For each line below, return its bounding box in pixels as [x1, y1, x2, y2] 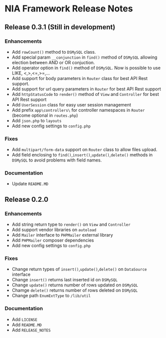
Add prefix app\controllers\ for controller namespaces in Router [11, 107, 145, 113]
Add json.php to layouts [11, 117, 62, 123]
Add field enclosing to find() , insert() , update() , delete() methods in [11, 152, 153, 158]
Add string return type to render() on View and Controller [11, 222, 131, 228]
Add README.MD [11, 322, 42, 328]
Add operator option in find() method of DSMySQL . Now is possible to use [11, 65, 161, 71]
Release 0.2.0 [4, 195, 49, 204]
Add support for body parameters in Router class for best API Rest [11, 75, 148, 81]
